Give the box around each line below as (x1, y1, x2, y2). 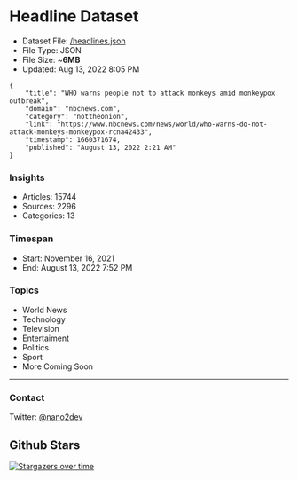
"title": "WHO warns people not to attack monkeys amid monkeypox (25, 89, 276, 98)
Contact (9, 391, 45, 404)
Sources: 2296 (21, 201, 77, 212)
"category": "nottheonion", (25, 112, 129, 121)
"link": (25, 120, 53, 129)
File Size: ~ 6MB (21, 54, 81, 65)
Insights (9, 171, 45, 184)
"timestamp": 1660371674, (25, 135, 122, 144)
